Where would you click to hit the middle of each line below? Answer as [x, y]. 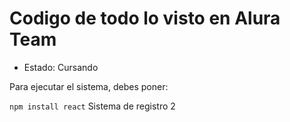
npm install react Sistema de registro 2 [92, 106]
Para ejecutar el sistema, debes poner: [89, 86]
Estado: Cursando [61, 67]
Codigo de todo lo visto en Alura [145, 18]
